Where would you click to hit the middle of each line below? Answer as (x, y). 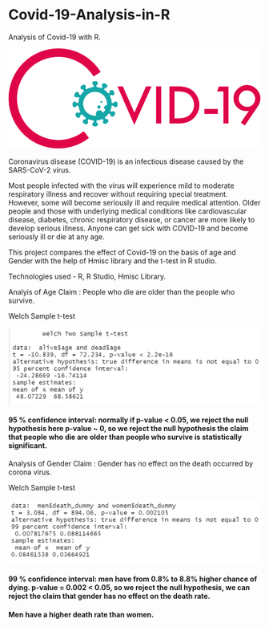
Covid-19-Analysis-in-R (89, 15)
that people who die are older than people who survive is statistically (125, 437)
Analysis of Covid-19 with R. (55, 37)
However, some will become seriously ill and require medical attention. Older (134, 202)
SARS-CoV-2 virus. (40, 169)
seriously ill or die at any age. (57, 236)
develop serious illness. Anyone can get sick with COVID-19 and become (128, 228)
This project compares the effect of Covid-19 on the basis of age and (122, 252)
